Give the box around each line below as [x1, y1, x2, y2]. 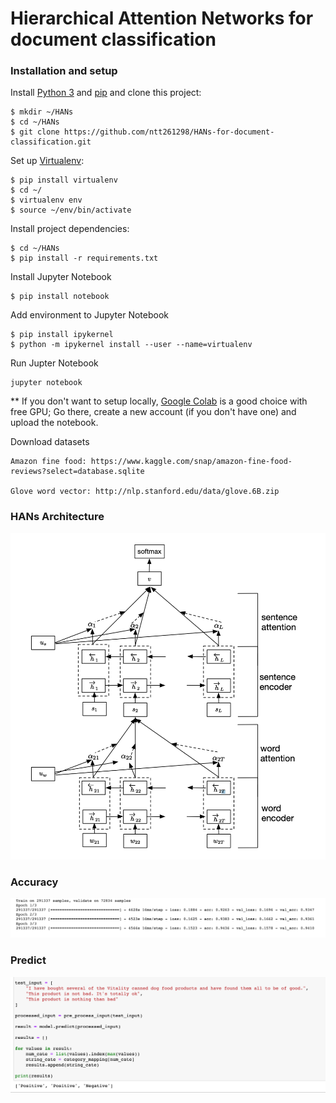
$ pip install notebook [10, 292, 110, 302]
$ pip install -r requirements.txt [10, 253, 159, 264]
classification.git [10, 137, 92, 147]
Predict [10, 953, 47, 967]
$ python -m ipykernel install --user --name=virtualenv [10, 340, 253, 350]
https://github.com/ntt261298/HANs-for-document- [63, 127, 275, 137]
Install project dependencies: [10, 223, 130, 235]
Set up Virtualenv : [10, 155, 85, 167]
